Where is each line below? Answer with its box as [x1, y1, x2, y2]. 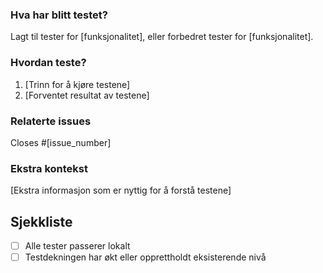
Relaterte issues [10, 114, 92, 128]
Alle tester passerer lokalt [24, 240, 131, 252]
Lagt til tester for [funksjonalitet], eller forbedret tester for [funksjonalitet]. [10, 31, 314, 43]
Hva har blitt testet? [10, 8, 108, 22]
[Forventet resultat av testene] [24, 89, 150, 101]
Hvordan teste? [10, 56, 87, 70]
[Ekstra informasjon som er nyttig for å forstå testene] [10, 184, 232, 197]
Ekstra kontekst [10, 161, 88, 175]
